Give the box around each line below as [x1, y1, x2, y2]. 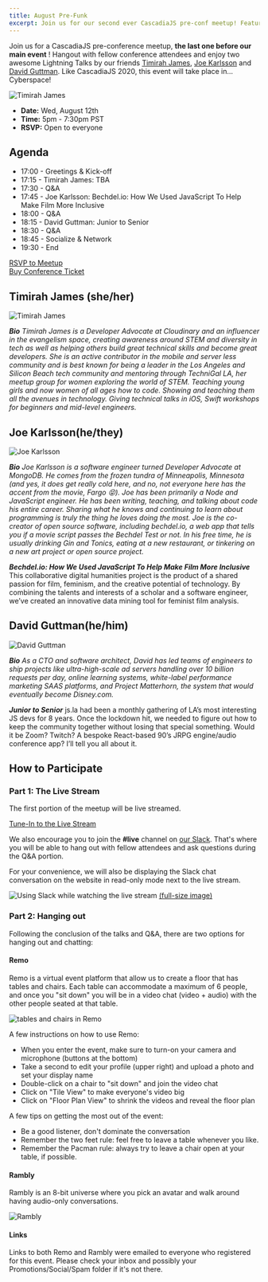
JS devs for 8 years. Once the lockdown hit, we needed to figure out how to [9, 713, 258, 723]
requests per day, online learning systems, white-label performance [9, 672, 232, 682]
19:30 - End [20, 243, 59, 252]
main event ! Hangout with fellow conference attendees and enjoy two [9, 49, 240, 59]
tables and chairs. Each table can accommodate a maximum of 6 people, [9, 981, 248, 991]
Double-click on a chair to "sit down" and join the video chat [20, 1078, 219, 1088]
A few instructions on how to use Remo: [9, 1029, 140, 1039]
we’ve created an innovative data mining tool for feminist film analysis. [9, 596, 239, 605]
